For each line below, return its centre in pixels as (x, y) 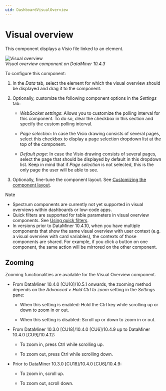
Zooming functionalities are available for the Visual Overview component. (81, 275)
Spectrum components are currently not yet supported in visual (78, 204)
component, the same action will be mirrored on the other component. (85, 247)
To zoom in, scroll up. (42, 373)
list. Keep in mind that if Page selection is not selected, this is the (87, 164)
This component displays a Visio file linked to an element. (64, 49)
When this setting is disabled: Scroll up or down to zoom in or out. (88, 320)
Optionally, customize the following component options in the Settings (84, 98)
